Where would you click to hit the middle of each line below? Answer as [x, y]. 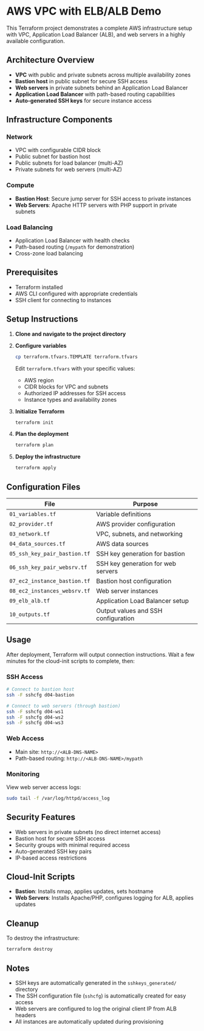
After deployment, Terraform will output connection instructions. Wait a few [100, 654]
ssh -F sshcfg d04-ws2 [35, 717]
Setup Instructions [42, 319]
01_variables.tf [33, 514]
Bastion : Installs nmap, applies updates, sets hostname [84, 891]
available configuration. [36, 41]
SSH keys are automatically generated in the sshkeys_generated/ [96, 982]
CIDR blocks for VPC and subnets [66, 387]
